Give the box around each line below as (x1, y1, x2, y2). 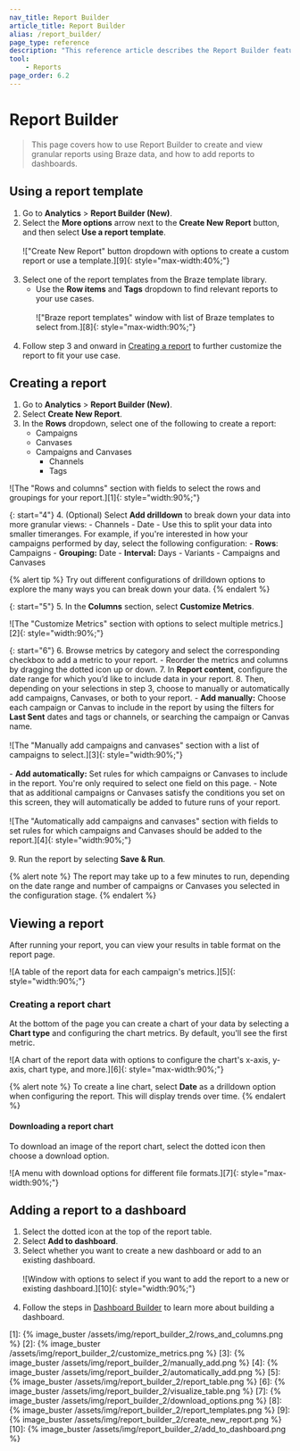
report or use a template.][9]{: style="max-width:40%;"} (21, 255, 230, 266)
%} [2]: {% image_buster (9, 1339, 101, 1349)
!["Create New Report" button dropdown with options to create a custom (21, 245, 289, 256)
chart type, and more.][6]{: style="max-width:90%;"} (28, 1064, 225, 1075)
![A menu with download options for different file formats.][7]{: (9, 1167, 239, 1178)
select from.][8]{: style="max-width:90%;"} (35, 321, 196, 332)
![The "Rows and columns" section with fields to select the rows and (9, 483, 261, 493)
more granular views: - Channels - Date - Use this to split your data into (9, 519, 272, 530)
